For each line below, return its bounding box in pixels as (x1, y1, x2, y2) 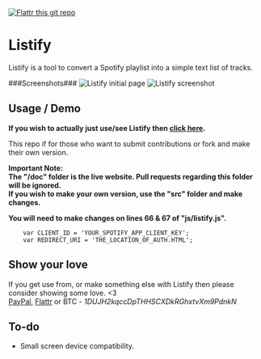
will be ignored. (8, 180, 62, 190)
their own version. (8, 147, 69, 157)
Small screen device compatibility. (19, 341, 135, 351)
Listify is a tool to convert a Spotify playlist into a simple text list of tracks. (8, 62, 253, 72)
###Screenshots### (8, 78, 78, 88)
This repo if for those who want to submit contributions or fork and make (8, 138, 250, 149)
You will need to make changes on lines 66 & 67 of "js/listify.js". (8, 213, 227, 222)
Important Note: (8, 163, 63, 173)
